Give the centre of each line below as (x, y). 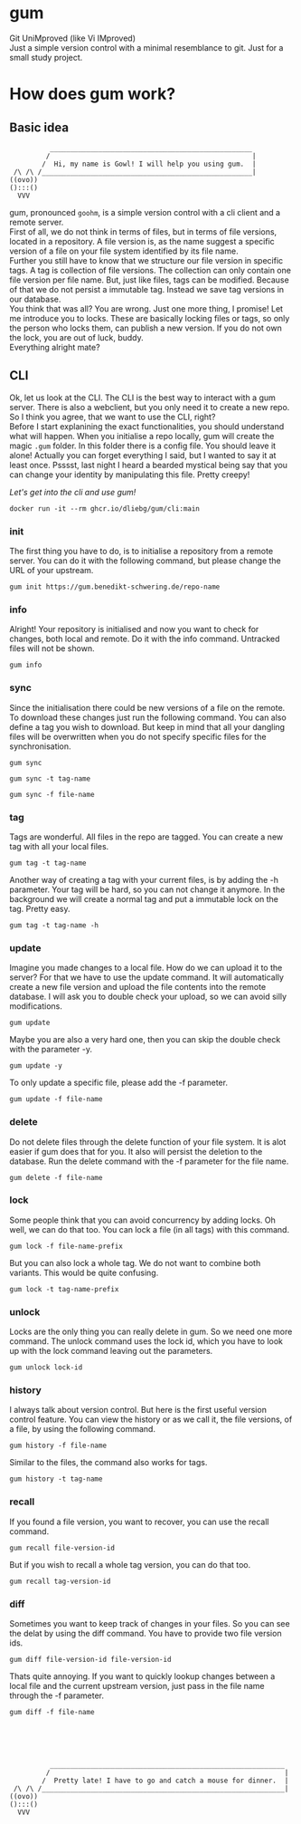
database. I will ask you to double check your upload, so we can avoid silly (148, 997)
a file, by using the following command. (83, 1429)
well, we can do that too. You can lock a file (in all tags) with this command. (150, 1229)
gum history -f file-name (58, 1446)
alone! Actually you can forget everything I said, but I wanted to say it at (143, 455)
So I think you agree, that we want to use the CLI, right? (113, 417)
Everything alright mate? (55, 347)
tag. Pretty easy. (40, 908)
